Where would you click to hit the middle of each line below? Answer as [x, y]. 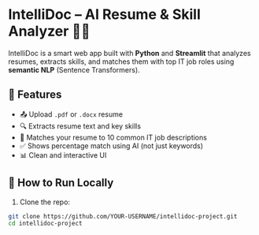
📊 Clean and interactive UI [63, 155]
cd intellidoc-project [45, 224]
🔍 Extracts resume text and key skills [80, 126]
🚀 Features [35, 95]
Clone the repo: [45, 202]
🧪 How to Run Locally [61, 183]
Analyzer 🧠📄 [49, 31]
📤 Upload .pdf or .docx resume [71, 114]
